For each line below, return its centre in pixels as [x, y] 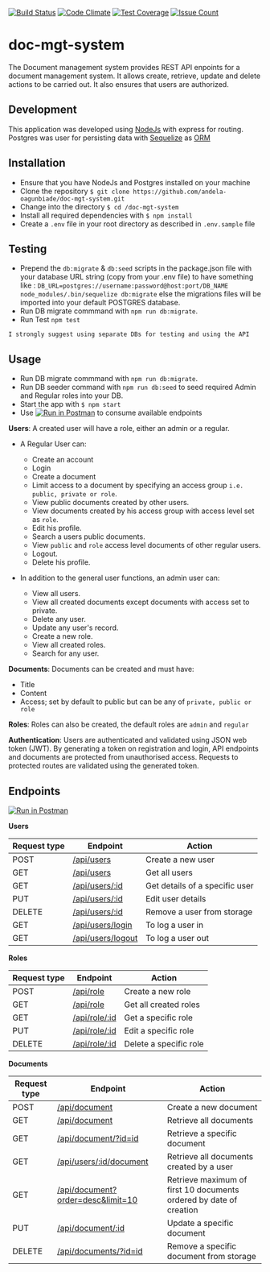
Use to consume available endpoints [111, 413]
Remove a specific [202, 1246]
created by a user [200, 1166]
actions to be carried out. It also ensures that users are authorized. [119, 84]
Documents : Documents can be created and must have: [101, 669]
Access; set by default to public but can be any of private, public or [135, 702]
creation [182, 1210]
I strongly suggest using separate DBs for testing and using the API [129, 334]
